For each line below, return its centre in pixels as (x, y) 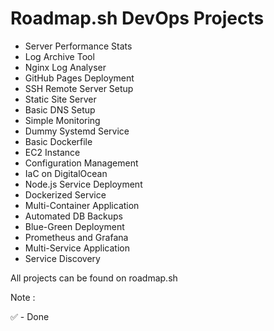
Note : (23, 297)
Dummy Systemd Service (77, 131)
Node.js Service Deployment (83, 184)
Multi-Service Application (77, 248)
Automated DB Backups (73, 216)
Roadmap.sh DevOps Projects (137, 18)
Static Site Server (60, 99)
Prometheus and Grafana (76, 237)
